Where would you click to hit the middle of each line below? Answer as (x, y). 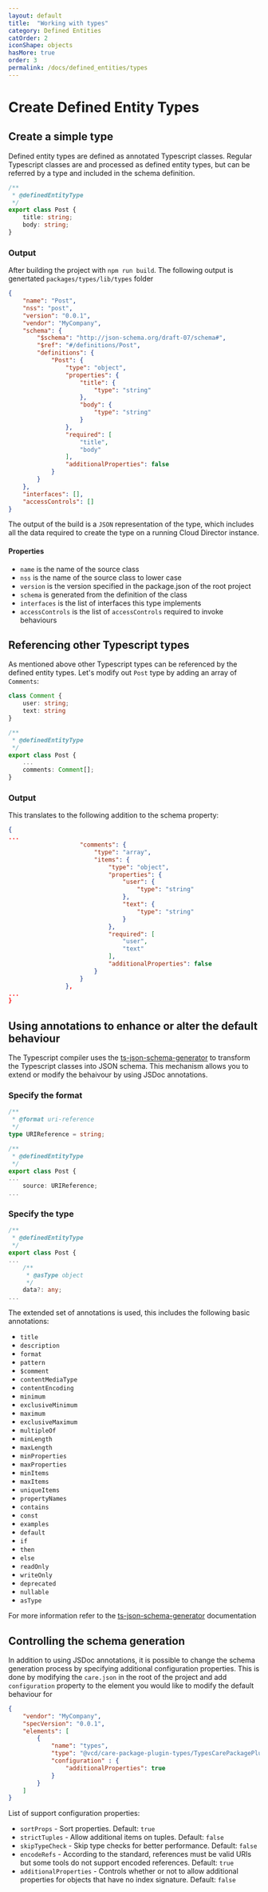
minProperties (43, 1457)
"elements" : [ (46, 1731)
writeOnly (36, 1576)
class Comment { (35, 696)
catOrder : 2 (28, 38)
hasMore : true (32, 53)
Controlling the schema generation (97, 1641)
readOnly (34, 1567)
